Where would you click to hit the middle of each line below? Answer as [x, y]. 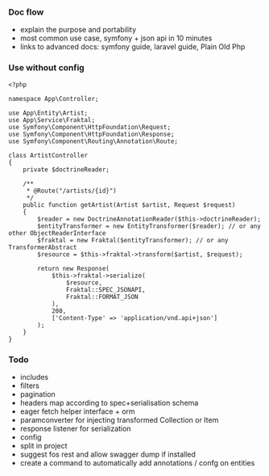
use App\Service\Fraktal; [52, 120]
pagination [38, 394]
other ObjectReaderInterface [57, 233]
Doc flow [26, 12]
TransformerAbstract [43, 247]
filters [30, 385]
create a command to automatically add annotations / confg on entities [137, 462]
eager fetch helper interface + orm [77, 411]
